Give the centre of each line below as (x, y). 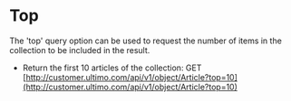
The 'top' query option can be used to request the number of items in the (146, 41)
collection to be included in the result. (80, 50)
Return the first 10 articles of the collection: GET (112, 68)
